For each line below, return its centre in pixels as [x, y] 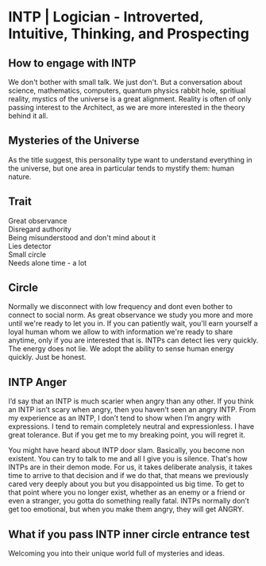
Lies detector [30, 246]
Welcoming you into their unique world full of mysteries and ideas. [116, 553]
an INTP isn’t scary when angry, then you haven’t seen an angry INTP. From [132, 410]
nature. [20, 176]
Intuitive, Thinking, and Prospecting [129, 34]
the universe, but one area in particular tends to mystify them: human [121, 168]
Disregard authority [40, 229]
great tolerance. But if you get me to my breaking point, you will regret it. [127, 435]
